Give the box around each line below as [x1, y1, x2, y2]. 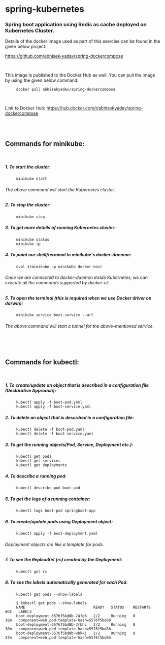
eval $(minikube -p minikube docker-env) [16, 264, 102, 269]
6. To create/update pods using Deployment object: [5, 518, 113, 524]
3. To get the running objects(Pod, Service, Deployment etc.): [5, 441, 133, 447]
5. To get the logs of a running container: [5, 496, 91, 502]
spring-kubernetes [5, 3, 85, 15]
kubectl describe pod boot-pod [16, 485, 80, 491]
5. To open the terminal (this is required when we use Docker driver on [5, 295, 152, 301]
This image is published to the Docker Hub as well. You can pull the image [5, 72, 155, 78]
